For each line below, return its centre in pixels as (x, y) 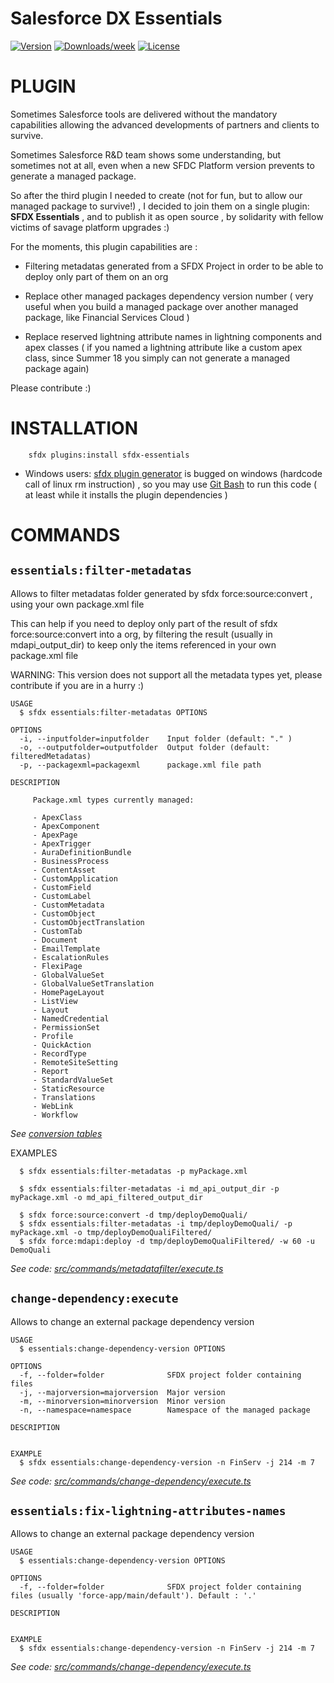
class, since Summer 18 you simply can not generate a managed (157, 358)
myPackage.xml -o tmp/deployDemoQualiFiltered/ (111, 1232)
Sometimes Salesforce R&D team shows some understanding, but (146, 154)
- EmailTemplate (66, 948)
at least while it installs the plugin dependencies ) (126, 494)
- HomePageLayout (68, 992)
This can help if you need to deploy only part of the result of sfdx (144, 623)
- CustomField (62, 887)
